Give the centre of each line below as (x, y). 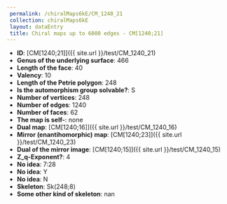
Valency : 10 (34, 75)
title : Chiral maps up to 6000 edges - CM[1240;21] (87, 33)
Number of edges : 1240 (51, 105)
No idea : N (32, 180)
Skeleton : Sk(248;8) (46, 187)
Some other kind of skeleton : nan (66, 194)
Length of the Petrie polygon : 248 (67, 83)
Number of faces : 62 (47, 112)
